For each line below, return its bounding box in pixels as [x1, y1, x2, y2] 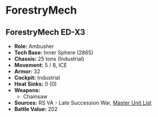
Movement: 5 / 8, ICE [14, 61, 68, 69]
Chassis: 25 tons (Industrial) [14, 56, 84, 62]
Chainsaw [23, 93, 48, 100]
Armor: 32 [14, 68, 40, 74]
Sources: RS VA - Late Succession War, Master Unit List [14, 99, 152, 106]
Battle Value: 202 [14, 106, 58, 112]
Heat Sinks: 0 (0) [14, 80, 57, 87]
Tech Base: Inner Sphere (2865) [14, 49, 94, 56]
